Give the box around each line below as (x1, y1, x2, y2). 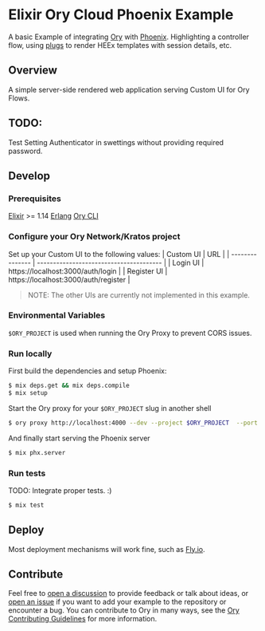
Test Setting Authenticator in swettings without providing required (8, 137, 224, 147)
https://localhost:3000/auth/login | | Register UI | (8, 266, 168, 276)
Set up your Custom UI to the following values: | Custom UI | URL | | (8, 249, 230, 258)
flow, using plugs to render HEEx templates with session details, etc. (8, 40, 232, 49)
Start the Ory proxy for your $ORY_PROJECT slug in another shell (8, 403, 212, 412)
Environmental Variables (8, 310, 106, 321)
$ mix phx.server (8, 448, 66, 456)
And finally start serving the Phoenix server (8, 433, 150, 443)
